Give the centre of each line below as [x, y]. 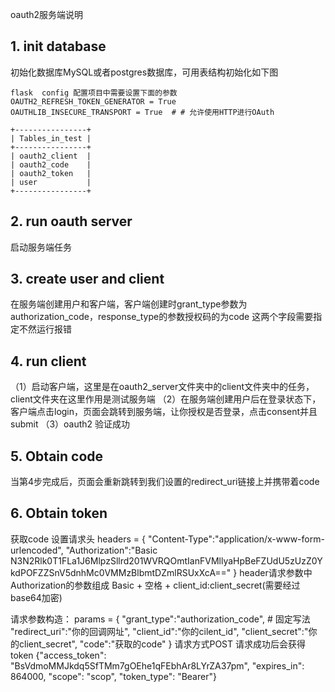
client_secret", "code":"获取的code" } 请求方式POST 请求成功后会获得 [162, 644]
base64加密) [36, 597]
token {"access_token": [58, 655]
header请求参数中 [276, 572]
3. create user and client [87, 279]
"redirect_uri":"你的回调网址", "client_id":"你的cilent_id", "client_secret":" [159, 631]
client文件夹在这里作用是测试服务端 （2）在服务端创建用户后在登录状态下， [166, 399]
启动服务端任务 [41, 247]
